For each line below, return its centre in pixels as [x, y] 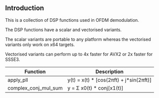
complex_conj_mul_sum [35, 88]
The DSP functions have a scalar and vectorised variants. [63, 30]
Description [110, 71]
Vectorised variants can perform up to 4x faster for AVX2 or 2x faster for [79, 54]
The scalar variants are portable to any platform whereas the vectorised [78, 39]
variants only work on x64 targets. [40, 45]
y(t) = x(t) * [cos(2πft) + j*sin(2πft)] [110, 80]
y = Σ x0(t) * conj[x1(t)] [95, 88]
